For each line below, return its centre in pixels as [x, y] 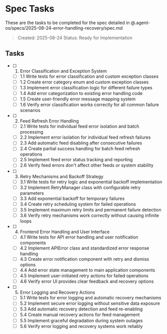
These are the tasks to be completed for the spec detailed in [67, 23]
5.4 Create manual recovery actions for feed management [80, 315]
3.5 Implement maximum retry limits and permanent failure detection [91, 209]
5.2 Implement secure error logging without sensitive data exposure [90, 303]
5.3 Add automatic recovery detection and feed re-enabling [81, 309]
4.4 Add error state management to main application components [88, 270]
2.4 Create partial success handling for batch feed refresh [80, 149]
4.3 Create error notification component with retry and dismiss [85, 259]
